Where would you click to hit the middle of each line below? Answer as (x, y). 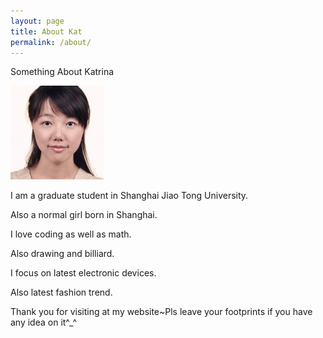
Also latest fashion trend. (61, 292)
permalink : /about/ (51, 42)
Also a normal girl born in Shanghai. (84, 215)
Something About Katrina (62, 72)
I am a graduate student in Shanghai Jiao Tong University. (129, 196)
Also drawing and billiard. (62, 254)
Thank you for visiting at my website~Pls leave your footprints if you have (161, 312)
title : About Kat (46, 31)
